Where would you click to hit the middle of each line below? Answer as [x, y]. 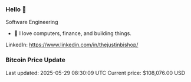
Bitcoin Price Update [35, 60]
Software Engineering [32, 22]
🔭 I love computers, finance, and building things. [73, 33]
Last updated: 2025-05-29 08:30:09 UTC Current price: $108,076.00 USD [95, 73]
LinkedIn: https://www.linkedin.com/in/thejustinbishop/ [72, 45]
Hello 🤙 [16, 9]
